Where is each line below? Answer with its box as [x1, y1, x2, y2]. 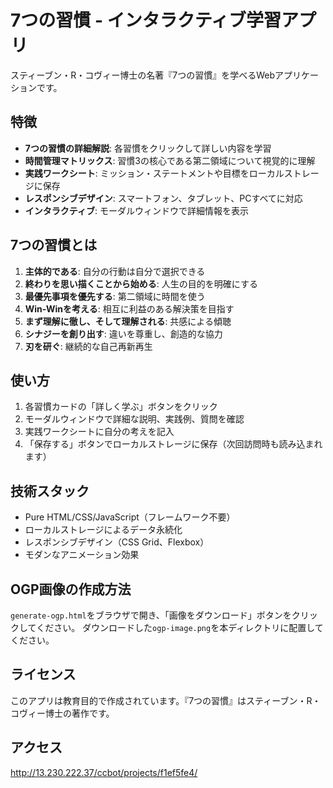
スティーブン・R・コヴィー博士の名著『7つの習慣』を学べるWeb [10, 69, 276, 81]
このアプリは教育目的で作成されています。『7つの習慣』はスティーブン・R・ [10, 694, 322, 706]
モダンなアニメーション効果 [24, 549, 140, 561]
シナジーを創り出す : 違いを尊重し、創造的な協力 [24, 327, 223, 340]
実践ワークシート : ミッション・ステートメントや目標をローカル [24, 167, 285, 179]
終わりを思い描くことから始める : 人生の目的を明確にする [24, 277, 258, 290]
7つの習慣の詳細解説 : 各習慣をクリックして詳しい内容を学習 [24, 142, 272, 154]
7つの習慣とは [10, 237, 98, 254]
